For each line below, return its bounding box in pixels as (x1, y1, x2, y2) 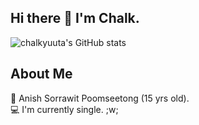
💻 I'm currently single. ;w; (10, 103, 119, 115)
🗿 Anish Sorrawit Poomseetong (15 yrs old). (10, 92, 190, 104)
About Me (10, 66, 73, 83)
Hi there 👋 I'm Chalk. (10, 10, 140, 27)
